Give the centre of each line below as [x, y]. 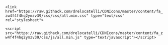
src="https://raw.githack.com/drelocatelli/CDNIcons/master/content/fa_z [84, 33]
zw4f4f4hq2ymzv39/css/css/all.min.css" [47, 16]
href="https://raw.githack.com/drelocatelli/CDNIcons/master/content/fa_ [84, 11]
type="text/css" [108, 16]
